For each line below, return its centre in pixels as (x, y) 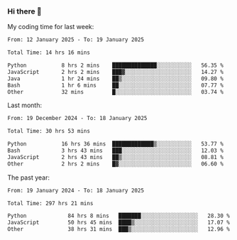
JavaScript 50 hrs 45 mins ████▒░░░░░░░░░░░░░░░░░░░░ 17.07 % (119, 223)
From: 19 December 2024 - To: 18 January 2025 (77, 119)
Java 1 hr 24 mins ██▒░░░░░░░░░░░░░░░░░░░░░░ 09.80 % (115, 78)
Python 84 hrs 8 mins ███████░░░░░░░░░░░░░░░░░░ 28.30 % (119, 216)
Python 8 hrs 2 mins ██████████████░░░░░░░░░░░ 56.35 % (115, 66)
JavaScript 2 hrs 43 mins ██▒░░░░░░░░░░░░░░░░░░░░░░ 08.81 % (115, 157)
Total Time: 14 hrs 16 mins (49, 53)
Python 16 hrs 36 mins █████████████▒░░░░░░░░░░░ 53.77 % (115, 144)
